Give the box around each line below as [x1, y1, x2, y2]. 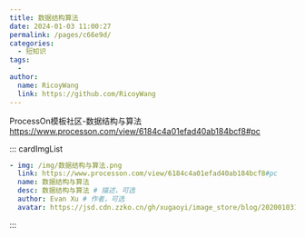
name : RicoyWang [17, 81, 79, 90]
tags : [9, 55, 30, 64]
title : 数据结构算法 [9, 13, 79, 23]
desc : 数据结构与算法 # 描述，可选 [17, 186, 136, 195]
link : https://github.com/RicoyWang [17, 89, 156, 98]
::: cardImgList [9, 143, 64, 154]
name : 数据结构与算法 [17, 178, 90, 187]
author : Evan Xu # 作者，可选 [17, 194, 125, 203]
